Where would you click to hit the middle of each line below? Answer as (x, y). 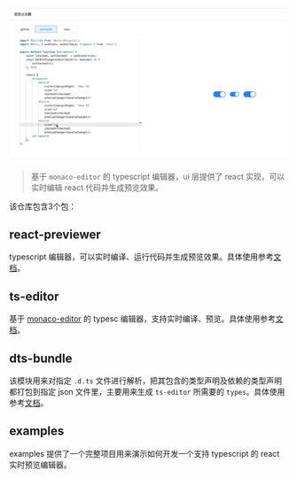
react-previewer (55, 235)
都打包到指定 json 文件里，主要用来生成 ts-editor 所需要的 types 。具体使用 (147, 392)
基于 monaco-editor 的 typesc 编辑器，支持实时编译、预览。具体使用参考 (143, 319)
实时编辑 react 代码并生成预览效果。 (97, 187)
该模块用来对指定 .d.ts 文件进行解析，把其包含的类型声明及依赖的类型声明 (145, 381)
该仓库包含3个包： (43, 206)
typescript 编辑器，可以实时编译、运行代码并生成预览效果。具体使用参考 (141, 257)
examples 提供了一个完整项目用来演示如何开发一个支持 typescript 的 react (145, 453)
